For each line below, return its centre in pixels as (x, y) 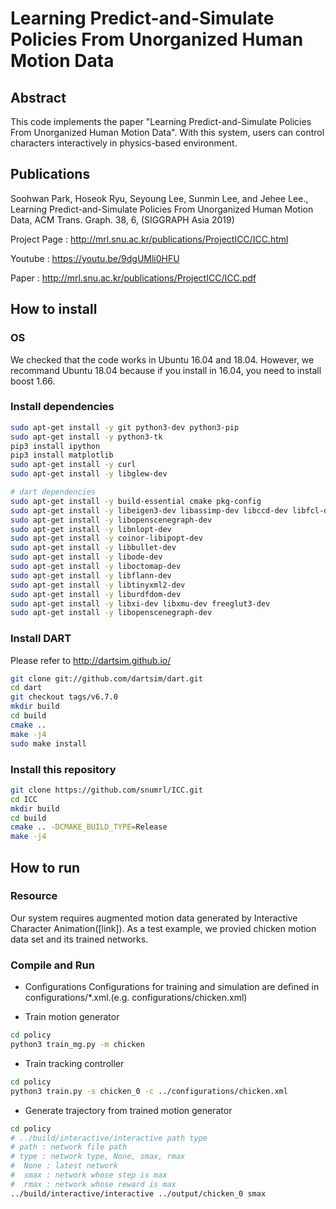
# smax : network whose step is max (89, 1175)
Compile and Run (52, 965)
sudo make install (48, 743)
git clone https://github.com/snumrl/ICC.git (106, 790)
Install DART (41, 639)
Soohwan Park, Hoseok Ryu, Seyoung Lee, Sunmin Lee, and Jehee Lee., (159, 198)
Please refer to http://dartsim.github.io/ (91, 660)
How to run (45, 867)
